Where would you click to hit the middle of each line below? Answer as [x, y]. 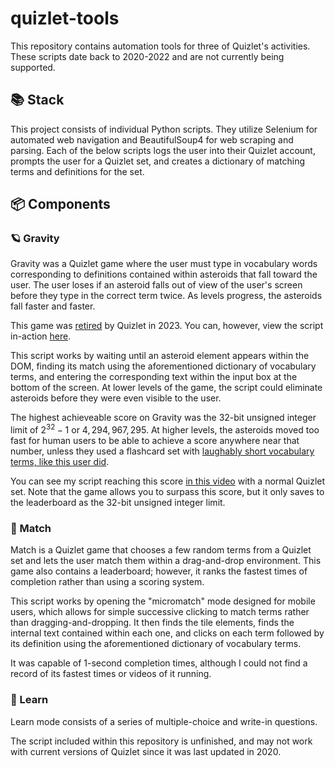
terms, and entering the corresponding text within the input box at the [154, 377]
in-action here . [41, 336]
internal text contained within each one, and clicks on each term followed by [167, 633]
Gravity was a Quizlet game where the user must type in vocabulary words [164, 264]
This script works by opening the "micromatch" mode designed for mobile [163, 601]
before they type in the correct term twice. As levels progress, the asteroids [166, 296]
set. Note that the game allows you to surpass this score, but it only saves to [167, 492]
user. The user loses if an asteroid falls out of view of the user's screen [156, 285]
